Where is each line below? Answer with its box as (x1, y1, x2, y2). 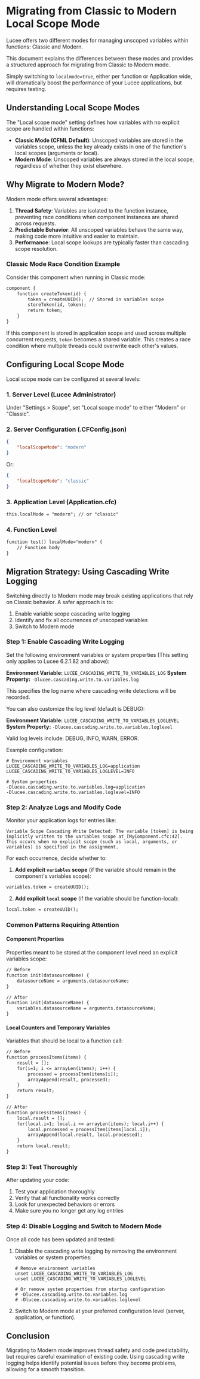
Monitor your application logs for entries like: (6, 817, 116, 824)
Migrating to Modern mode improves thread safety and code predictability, (6, 1347, 190, 1354)
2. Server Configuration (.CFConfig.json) (6, 425, 127, 434)
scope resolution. (14, 245, 58, 252)
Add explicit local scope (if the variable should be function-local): (14, 895, 179, 902)
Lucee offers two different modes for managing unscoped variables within (6, 37, 189, 44)
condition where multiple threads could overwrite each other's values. (6, 342, 179, 349)
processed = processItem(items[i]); (27, 1071, 119, 1077)
